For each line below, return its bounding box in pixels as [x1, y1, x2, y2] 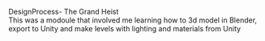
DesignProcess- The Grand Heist [8, 7, 119, 16]
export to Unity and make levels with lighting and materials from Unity [8, 24, 241, 33]
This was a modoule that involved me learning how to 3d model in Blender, [8, 15, 258, 25]
